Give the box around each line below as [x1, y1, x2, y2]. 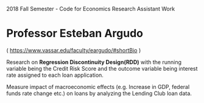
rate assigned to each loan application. [6, 71, 104, 79]
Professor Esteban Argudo [6, 27, 143, 40]
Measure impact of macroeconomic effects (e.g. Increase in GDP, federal [6, 83, 190, 90]
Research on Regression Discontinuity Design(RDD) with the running [6, 58, 181, 66]
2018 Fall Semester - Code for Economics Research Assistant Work [6, 5, 175, 12]
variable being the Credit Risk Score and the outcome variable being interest [6, 65, 198, 72]
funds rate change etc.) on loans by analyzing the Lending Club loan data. [6, 90, 192, 97]
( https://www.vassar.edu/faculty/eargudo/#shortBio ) [6, 46, 141, 54]
